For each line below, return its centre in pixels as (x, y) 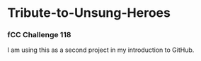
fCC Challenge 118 (39, 35)
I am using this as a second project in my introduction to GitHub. (101, 50)
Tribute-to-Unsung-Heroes (89, 13)
